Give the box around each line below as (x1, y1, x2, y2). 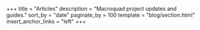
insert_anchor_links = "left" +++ (6, 18, 86, 25)
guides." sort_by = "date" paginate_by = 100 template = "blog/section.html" (6, 11, 196, 19)
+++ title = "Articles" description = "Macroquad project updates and (6, 5, 177, 12)
